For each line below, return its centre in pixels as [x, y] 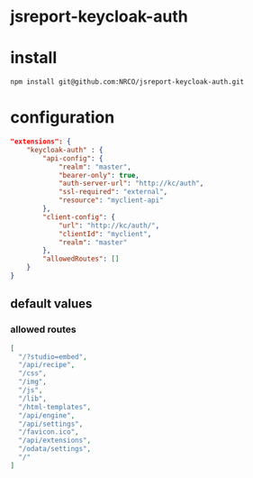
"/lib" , [33, 399]
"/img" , [33, 382]
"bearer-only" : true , [99, 175]
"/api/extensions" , [55, 441]
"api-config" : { [73, 158]
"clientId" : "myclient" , [105, 234]
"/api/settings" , [51, 424]
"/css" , [33, 373]
